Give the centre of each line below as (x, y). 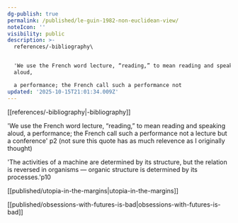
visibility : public (36, 34)
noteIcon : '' (27, 27)
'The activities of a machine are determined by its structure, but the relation (118, 162)
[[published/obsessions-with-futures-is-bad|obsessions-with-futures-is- (114, 204)
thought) (20, 148)
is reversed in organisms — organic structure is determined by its (103, 169)
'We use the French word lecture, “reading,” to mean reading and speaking (116, 125)
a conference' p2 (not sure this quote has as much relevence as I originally (116, 141)
